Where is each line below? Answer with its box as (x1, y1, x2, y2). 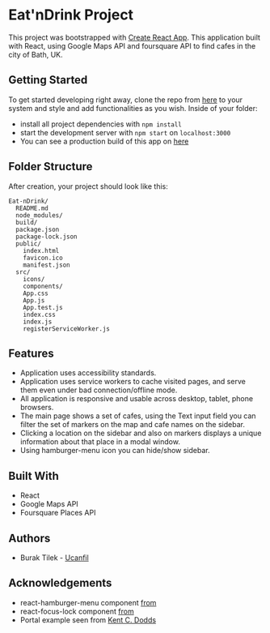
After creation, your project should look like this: (8, 181, 168, 191)
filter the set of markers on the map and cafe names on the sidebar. (19, 420, 245, 430)
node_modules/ (15, 211, 63, 220)
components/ (23, 282, 63, 290)
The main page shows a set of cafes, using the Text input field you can (19, 411, 256, 421)
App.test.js (23, 303, 63, 311)
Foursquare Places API (19, 508, 96, 518)
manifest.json (23, 261, 70, 269)
